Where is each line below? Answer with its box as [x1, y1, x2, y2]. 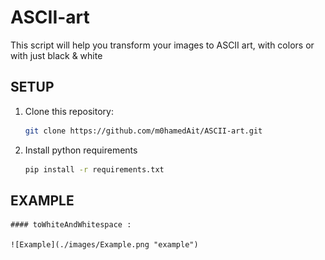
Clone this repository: [24, 105, 114, 117]
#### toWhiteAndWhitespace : [10, 220, 132, 230]
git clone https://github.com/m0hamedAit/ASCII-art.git [24, 126, 263, 136]
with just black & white [10, 49, 103, 61]
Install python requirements [24, 144, 138, 156]
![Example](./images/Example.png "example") [10, 240, 199, 250]
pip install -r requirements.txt [24, 164, 165, 175]
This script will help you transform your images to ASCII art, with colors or [10, 39, 315, 51]
